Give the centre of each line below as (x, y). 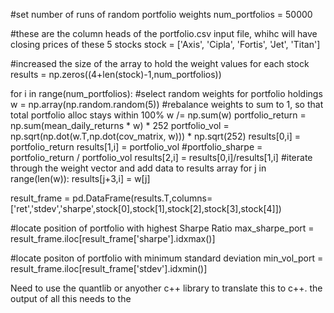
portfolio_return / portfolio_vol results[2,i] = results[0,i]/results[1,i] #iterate (161, 157)
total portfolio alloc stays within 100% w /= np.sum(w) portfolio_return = (158, 115)
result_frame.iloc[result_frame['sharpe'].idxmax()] (113, 238)
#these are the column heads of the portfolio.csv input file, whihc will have (164, 33)
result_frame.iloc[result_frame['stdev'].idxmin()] (109, 268)
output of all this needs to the (71, 298)
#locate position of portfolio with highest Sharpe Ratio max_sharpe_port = (162, 228)
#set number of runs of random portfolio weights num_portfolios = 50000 (161, 14)
